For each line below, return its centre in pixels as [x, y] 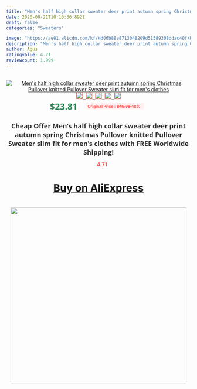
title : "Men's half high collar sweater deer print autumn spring [89, 11]
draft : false [22, 22]
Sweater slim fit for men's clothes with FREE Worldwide [98, 143]
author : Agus [22, 50]
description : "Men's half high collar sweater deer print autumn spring [97, 44]
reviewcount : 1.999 [30, 60]
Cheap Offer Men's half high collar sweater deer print [98, 126]
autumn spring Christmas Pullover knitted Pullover [98, 134]
